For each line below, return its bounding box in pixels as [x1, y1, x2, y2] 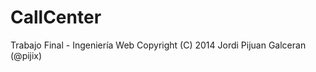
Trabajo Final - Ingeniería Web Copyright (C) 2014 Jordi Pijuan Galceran [10, 39, 307, 51]
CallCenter [10, 6, 102, 29]
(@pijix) [10, 49, 43, 61]
